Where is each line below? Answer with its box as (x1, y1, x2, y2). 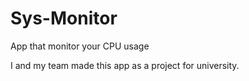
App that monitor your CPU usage (10, 40, 150, 52)
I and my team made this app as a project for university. (10, 59, 240, 71)
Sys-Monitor (10, 7, 118, 30)
